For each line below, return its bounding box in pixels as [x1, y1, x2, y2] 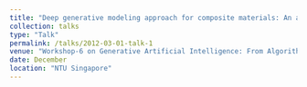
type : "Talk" [9, 30, 59, 39]
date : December [9, 55, 68, 64]
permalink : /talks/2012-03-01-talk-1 [9, 38, 153, 48]
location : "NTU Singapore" [9, 64, 112, 73]
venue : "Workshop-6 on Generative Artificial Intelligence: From [9, 47, 263, 56]
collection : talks [9, 22, 79, 31]
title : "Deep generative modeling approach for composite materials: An [9, 13, 292, 23]
